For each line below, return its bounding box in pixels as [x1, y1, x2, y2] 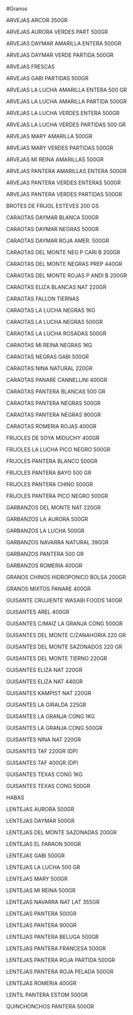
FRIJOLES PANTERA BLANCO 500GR [6, 457, 98, 465]
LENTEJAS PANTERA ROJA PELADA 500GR [6, 968, 114, 975]
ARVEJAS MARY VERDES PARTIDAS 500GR [6, 144, 113, 152]
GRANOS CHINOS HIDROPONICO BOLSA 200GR [6, 574, 126, 580]
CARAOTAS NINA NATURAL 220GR [6, 365, 93, 372]
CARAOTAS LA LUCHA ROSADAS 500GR [6, 330, 107, 337]
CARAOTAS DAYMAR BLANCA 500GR [6, 214, 99, 221]
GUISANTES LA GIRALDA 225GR [6, 701, 86, 708]
